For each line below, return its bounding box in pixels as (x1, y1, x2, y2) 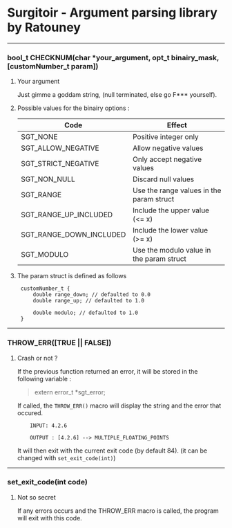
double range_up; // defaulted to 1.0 (32, 298, 145, 304)
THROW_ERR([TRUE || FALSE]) (7, 338, 112, 347)
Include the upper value (132, 206, 209, 215)
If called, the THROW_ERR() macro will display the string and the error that (17, 401, 222, 410)
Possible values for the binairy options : (17, 104, 130, 112)
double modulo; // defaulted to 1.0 (32, 309, 138, 316)
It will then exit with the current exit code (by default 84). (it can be (17, 446, 208, 455)
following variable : (17, 374, 71, 383)
